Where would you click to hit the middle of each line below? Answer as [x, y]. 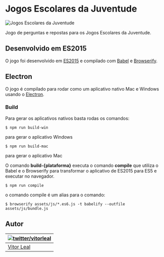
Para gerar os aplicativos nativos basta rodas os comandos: [67, 118]
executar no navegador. [30, 176]
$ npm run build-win [27, 127]
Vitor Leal [19, 247]
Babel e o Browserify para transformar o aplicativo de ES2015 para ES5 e [81, 170]
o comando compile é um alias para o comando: [55, 195]
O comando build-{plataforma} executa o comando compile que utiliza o [82, 165]
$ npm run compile [24, 185]
